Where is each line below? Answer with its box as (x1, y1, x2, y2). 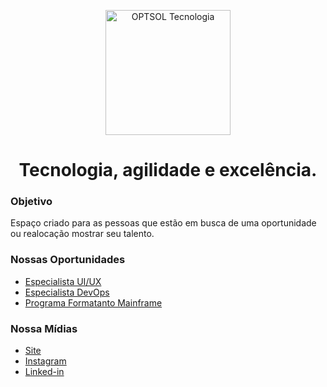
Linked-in (24, 366, 65, 378)
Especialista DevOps (24, 286, 110, 298)
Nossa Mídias (10, 321, 78, 335)
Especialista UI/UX (24, 275, 102, 287)
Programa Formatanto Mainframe (24, 296, 163, 309)
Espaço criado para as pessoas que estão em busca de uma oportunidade (10, 217, 317, 229)
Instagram (24, 355, 67, 367)
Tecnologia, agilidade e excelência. (18, 159, 318, 182)
